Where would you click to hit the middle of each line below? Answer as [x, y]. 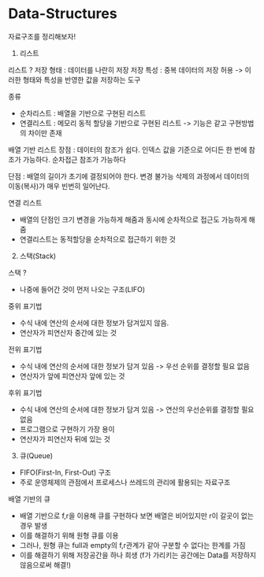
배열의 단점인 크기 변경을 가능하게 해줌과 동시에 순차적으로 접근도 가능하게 [133, 219]
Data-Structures [63, 14]
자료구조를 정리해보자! [42, 36]
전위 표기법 [25, 349]
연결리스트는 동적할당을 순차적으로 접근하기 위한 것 [97, 239]
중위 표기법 [25, 306]
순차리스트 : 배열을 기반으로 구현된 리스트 [83, 113]
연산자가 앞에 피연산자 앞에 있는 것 [72, 375]
